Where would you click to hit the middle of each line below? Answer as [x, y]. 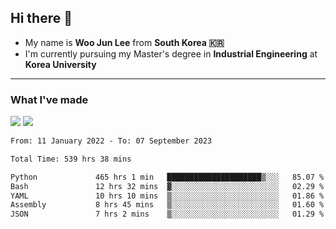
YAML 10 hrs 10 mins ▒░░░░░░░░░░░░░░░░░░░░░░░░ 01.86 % [167, 196]
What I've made [49, 99]
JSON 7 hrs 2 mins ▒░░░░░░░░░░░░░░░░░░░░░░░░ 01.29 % [167, 214]
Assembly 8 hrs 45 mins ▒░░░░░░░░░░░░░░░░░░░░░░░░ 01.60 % [167, 205]
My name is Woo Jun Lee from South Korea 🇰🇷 [124, 42]
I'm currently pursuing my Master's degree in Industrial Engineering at [171, 53]
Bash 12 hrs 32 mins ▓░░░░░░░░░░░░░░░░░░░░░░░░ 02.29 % [167, 186]
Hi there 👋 [41, 18]
